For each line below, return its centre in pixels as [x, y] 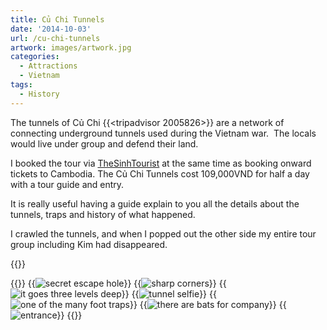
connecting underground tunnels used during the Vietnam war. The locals [163, 133]
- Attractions [48, 66]
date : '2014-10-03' [51, 29]
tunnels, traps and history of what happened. [103, 214]
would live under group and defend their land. [104, 143]
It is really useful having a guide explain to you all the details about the [155, 203]
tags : [21, 85]
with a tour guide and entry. [67, 184]
